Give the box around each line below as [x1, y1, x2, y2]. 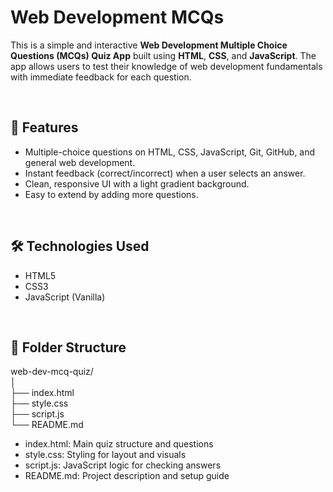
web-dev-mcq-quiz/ [10, 366, 94, 378]
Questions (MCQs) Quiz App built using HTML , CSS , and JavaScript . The [10, 49, 317, 61]
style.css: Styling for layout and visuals [24, 449, 187, 461]
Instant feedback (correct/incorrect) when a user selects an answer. [24, 167, 306, 179]
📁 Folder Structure [10, 339, 127, 356]
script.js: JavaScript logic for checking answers [24, 459, 222, 471]
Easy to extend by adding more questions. [24, 188, 199, 200]
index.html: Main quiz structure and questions [24, 438, 214, 450]
